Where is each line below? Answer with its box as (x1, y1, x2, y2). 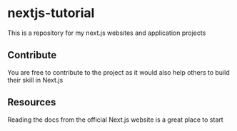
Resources (7, 96, 56, 108)
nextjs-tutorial (7, 5, 95, 21)
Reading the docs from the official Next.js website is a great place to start (7, 115, 223, 124)
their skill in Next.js (7, 75, 64, 84)
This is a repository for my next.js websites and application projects (7, 28, 206, 37)
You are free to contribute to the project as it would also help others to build (7, 68, 230, 76)
